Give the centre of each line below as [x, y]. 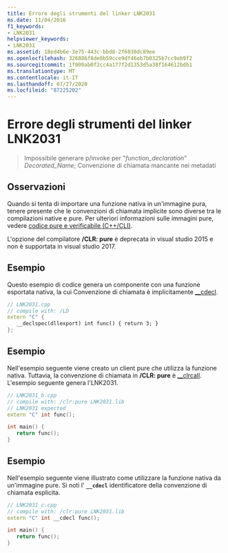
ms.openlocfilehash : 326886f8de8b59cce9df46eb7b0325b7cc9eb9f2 [100, 59]
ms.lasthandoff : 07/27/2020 [48, 84]
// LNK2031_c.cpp [32, 505]
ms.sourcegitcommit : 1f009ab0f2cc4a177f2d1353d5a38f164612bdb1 [100, 65]
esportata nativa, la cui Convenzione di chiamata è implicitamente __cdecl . [113, 292]
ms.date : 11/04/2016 [37, 20]
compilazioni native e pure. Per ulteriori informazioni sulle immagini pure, [111, 218]
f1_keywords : [26, 26]
